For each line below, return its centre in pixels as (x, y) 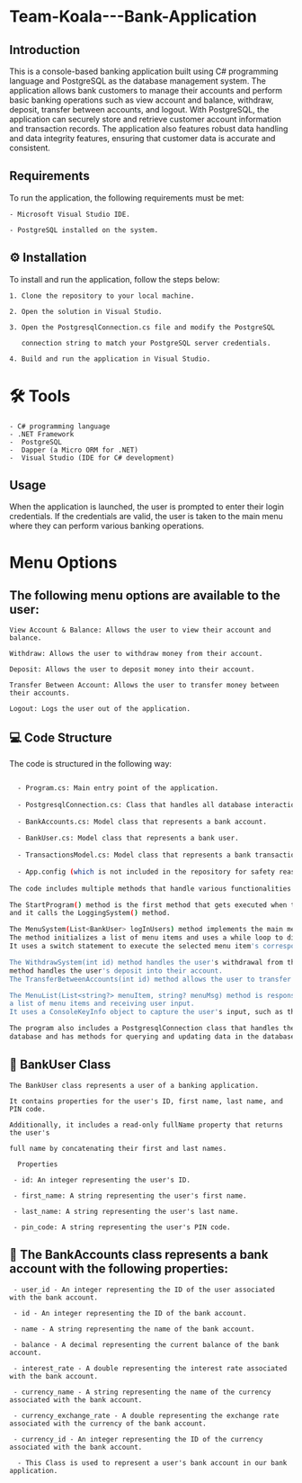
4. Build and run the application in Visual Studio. (110, 359)
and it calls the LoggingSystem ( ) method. (90, 913)
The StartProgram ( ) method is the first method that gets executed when (148, 905)
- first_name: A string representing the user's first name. (130, 1195)
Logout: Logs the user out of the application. (100, 709)
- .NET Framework (42, 434)
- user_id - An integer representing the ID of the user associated (144, 1290)
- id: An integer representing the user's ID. (102, 1180)
